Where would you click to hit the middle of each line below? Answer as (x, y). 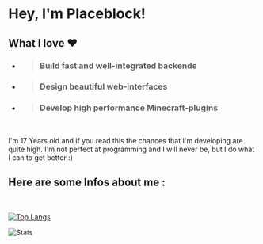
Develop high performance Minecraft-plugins (129, 108)
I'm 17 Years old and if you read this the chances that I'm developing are (126, 140)
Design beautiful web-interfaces (103, 86)
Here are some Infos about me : (87, 183)
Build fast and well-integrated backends (118, 66)
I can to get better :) (41, 157)
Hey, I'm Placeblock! (77, 14)
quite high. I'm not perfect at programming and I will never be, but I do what (131, 149)
